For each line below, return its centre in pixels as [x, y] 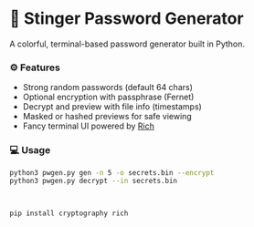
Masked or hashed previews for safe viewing [107, 117]
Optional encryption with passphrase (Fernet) [108, 97]
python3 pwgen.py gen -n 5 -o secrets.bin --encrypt [112, 172]
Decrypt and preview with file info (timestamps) [112, 107]
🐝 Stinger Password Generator [127, 19]
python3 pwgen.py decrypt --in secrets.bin [94, 181]
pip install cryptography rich [69, 213]
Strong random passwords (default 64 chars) [108, 88]
